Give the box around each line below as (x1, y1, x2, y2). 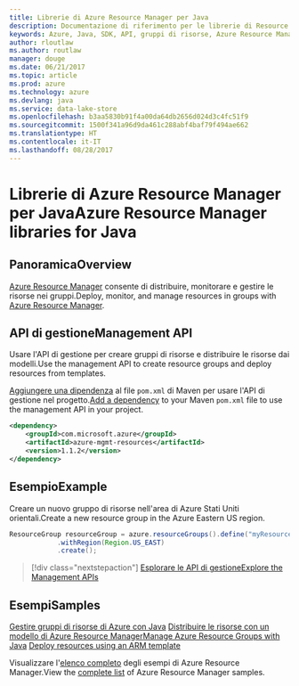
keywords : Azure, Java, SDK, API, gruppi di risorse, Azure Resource (9, 29, 273, 38)
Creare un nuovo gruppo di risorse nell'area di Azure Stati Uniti (9, 502, 240, 513)
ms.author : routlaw (9, 46, 82, 55)
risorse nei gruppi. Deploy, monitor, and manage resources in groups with (9, 290, 277, 301)
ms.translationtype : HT (9, 129, 98, 138)
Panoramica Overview (9, 257, 132, 273)
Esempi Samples (9, 598, 101, 613)
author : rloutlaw (9, 37, 74, 47)
